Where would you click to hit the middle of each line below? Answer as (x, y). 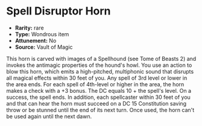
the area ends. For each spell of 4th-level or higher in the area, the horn (95, 84)
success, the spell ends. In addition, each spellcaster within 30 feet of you (99, 97)
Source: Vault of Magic (44, 47)
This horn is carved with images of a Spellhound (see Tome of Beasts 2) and (101, 58)
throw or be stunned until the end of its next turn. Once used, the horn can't (100, 110)
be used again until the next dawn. (49, 116)
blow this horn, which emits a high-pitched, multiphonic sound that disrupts (100, 71)
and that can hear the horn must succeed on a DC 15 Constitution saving (96, 103)
